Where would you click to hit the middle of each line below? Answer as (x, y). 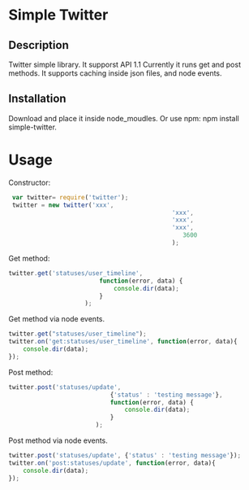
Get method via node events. (57, 319)
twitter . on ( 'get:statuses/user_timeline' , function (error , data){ (123, 342)
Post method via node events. (58, 440)
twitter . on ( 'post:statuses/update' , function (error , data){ (112, 463)
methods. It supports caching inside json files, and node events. (115, 73)
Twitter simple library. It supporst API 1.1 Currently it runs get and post (125, 64)
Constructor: (30, 182)
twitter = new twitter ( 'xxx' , (63, 205)
